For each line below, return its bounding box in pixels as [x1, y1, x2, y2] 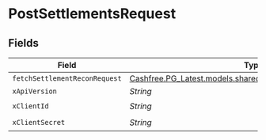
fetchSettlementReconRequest [12, 74, 122, 83]
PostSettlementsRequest [8, 5, 177, 23]
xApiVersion [12, 87, 58, 96]
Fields [8, 36, 40, 50]
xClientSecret [12, 118, 66, 127]
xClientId [12, 101, 49, 111]
